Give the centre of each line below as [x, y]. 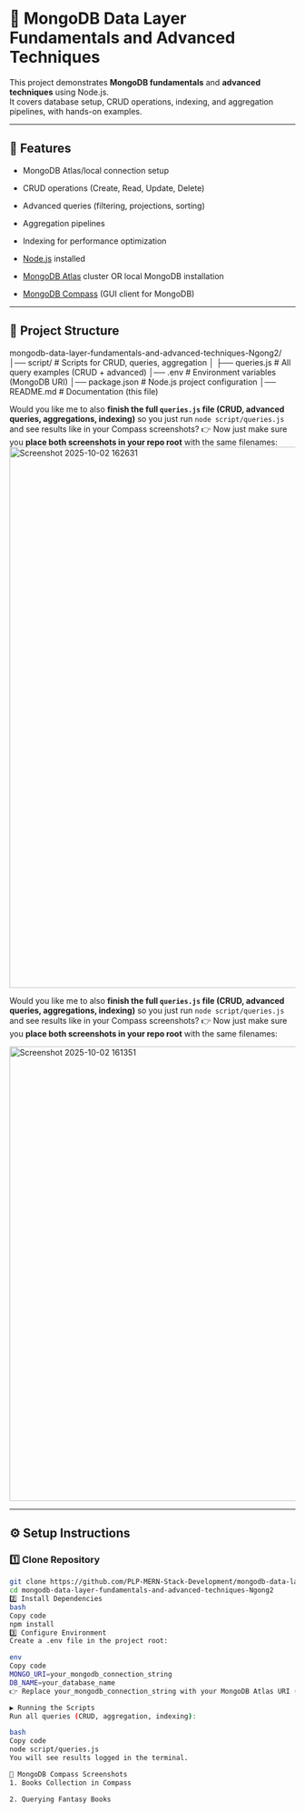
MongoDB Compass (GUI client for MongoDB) [108, 294]
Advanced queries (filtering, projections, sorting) [114, 205]
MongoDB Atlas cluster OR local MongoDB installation [123, 275]
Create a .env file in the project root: [89, 1641]
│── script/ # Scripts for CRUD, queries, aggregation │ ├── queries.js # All [150, 362]
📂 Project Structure [64, 331]
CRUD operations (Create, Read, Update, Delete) [113, 188]
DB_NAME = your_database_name [63, 1683]
